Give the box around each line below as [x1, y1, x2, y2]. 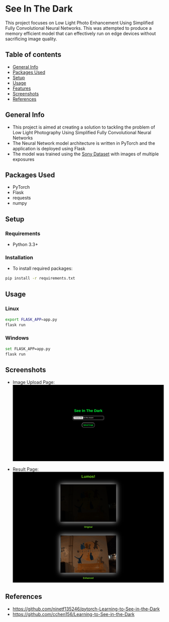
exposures [12, 156, 35, 162]
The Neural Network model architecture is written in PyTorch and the [12, 140, 155, 146]
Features [12, 85, 31, 91]
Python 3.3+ [12, 242, 39, 248]
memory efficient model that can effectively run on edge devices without [5, 30, 156, 36]
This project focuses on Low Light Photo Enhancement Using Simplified [5, 20, 154, 26]
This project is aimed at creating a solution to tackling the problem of [12, 124, 155, 130]
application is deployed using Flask [12, 145, 86, 151]
